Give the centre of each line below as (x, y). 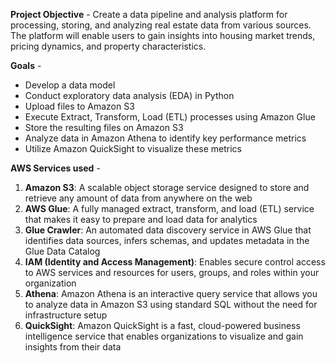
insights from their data (73, 347)
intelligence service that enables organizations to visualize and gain (164, 336)
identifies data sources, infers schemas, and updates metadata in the (167, 240)
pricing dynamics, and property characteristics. (108, 46)
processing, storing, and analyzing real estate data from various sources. (161, 25)
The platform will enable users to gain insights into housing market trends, (163, 35)
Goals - (26, 65)
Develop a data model (70, 85)
